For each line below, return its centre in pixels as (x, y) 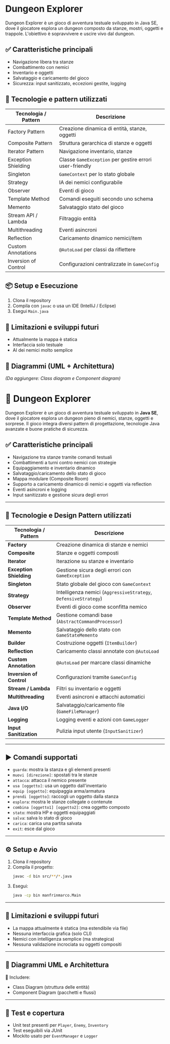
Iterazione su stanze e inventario (95, 561)
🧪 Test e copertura (35, 1013)
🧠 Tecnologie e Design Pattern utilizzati (68, 516)
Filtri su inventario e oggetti (89, 688)
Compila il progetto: (33, 867)
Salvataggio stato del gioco (91, 207)
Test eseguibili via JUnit (37, 1031)
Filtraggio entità (78, 218)
